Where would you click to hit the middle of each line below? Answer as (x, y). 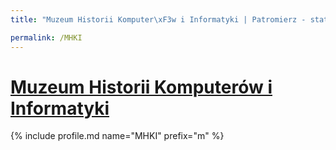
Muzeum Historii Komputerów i (141, 87)
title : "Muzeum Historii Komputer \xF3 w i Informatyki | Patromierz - (158, 19)
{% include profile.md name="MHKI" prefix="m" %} (117, 136)
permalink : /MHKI (46, 37)
